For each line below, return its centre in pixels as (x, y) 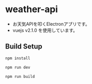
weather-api (32, 9)
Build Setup (24, 47)
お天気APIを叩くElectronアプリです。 (51, 24)
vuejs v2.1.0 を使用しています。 (45, 30)
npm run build (20, 76)
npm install (18, 58)
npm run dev (18, 67)
